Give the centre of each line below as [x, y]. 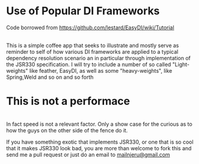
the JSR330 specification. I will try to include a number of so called [89, 64]
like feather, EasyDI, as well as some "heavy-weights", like [101, 70]
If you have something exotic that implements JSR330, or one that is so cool [100, 142]
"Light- [181, 64]
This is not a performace [68, 101]
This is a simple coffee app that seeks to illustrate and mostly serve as [93, 45]
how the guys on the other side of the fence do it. [67, 130]
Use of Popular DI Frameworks [83, 11]
